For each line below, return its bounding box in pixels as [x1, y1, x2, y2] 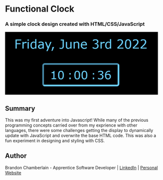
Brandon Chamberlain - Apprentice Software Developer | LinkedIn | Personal [5, 164, 158, 170]
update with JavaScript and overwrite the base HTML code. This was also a [5, 132, 156, 138]
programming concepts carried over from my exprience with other [5, 122, 138, 128]
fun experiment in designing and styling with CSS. [5, 137, 105, 144]
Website [5, 170, 22, 176]
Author [5, 152, 27, 160]
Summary [5, 104, 35, 113]
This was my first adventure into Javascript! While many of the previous [5, 117, 149, 123]
